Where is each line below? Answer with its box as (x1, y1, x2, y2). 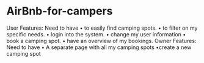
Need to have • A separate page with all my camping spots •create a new (6, 44, 192, 51)
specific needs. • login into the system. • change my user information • (6, 30, 186, 38)
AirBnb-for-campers (6, 4, 113, 18)
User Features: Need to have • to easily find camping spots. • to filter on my (6, 24, 198, 31)
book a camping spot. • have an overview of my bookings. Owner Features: (6, 37, 197, 44)
